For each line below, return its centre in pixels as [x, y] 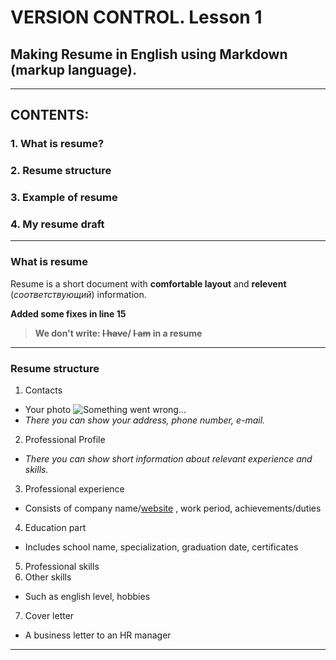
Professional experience [74, 489]
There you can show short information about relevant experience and [168, 459]
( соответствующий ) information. [78, 294]
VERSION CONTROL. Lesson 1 [136, 17]
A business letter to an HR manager [98, 635]
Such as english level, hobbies [87, 597]
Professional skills [62, 567]
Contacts [43, 390]
